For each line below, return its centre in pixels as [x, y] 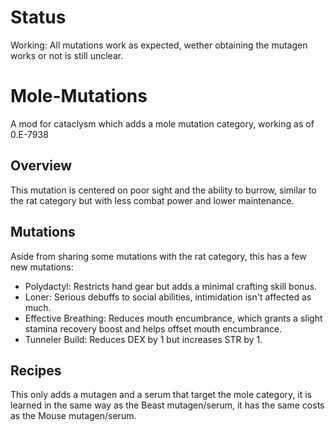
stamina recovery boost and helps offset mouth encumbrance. [153, 328]
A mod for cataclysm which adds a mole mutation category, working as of [162, 123]
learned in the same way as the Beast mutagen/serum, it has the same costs [167, 405]
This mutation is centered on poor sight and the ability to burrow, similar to [163, 190]
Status [38, 17]
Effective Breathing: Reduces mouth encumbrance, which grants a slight [173, 318]
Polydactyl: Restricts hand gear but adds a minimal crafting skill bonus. [171, 286]
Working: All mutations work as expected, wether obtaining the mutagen [159, 45]
